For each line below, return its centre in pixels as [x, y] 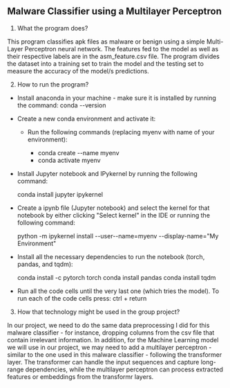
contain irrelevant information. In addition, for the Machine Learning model [113, 339]
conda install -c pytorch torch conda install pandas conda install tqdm [116, 277]
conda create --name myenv [78, 152]
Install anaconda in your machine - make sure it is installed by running [116, 98]
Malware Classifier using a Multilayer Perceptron [115, 11]
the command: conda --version [61, 105]
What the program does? [52, 28]
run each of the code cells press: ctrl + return [82, 298]
